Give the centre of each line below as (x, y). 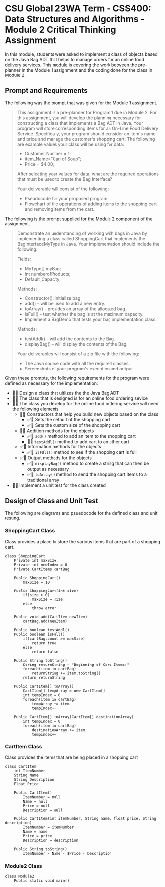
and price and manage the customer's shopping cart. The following (86, 139)
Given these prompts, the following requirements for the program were (77, 378)
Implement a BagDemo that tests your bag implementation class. (91, 319)
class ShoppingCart (25, 556)
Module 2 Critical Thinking (61, 30)
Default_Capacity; (43, 279)
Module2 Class (24, 866)
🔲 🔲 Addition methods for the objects (57, 431)
